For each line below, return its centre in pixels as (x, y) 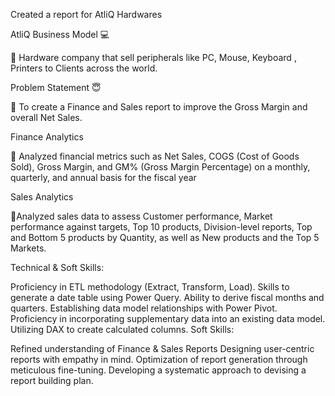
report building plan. (52, 380)
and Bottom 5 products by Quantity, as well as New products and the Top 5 (165, 237)
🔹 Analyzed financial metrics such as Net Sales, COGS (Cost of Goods (155, 156)
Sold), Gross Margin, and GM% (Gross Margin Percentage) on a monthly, (160, 167)
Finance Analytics (47, 137)
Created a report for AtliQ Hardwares (86, 14)
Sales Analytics (42, 197)
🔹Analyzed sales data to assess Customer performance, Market (141, 216)
